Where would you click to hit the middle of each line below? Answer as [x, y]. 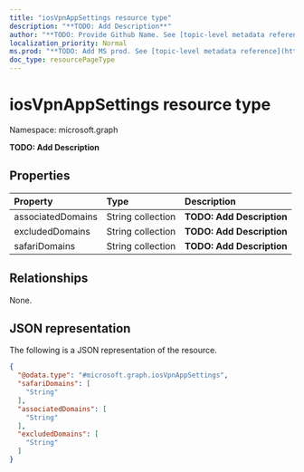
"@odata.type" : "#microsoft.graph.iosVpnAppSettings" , [123, 376]
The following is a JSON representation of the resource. [113, 351]
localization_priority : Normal [68, 43]
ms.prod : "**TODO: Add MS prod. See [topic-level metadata [123, 52]
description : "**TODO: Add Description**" [90, 26]
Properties [40, 176]
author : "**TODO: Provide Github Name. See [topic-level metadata [137, 34]
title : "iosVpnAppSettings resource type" [90, 18]
